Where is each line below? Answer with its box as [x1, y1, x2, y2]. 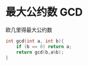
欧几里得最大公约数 [5, 26, 53, 33]
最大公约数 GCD [5, 5, 83, 19]
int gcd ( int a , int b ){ [5, 38, 64, 44]
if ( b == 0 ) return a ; [16, 43, 72, 49]
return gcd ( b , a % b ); [16, 49, 64, 55]
